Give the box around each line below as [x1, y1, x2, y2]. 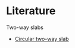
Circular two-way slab [14, 35, 70, 42]
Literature [6, 4, 56, 18]
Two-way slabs [6, 24, 43, 31]
